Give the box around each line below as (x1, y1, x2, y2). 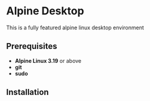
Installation (6, 87, 49, 97)
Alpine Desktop (6, 4, 85, 18)
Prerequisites (6, 41, 57, 51)
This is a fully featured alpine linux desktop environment (6, 24, 145, 31)
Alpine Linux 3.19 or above (14, 57, 82, 64)
